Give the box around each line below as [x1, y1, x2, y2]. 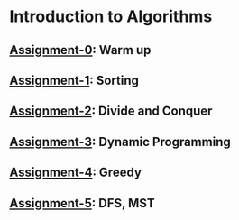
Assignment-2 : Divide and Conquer [9, 104, 213, 119]
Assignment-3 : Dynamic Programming [9, 133, 232, 150]
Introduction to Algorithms [9, 6, 213, 27]
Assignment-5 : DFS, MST [9, 196, 155, 211]
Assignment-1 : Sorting [9, 72, 140, 87]
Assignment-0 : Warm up [9, 42, 152, 58]
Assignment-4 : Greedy [9, 165, 142, 180]
